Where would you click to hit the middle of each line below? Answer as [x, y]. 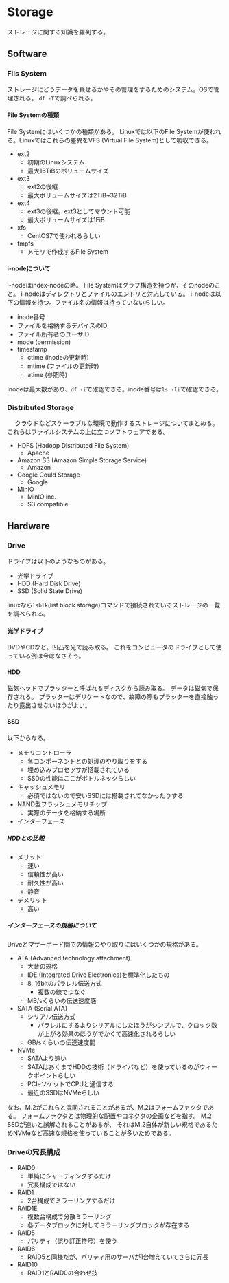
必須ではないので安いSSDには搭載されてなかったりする [105, 795]
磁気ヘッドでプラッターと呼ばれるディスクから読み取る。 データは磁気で [110, 688]
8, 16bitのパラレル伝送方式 [64, 983]
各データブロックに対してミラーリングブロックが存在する [108, 1225]
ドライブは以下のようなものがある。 [58, 561]
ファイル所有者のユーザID [53, 334]
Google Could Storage [48, 475]
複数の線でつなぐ [62, 992]
